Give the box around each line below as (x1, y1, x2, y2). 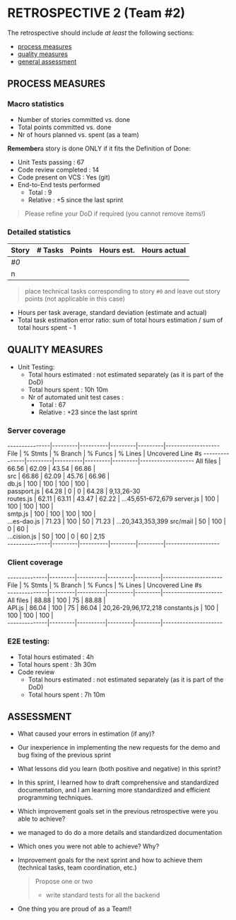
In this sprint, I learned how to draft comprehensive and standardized (17, 778, 219, 787)
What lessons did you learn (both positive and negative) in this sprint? (17, 765, 221, 773)
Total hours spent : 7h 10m (28, 690, 106, 699)
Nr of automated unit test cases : (28, 392, 124, 401)
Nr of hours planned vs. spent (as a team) (17, 130, 139, 139)
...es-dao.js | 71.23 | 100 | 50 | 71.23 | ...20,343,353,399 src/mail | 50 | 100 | (7, 517, 226, 526)
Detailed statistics (7, 227, 71, 237)
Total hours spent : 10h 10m (28, 385, 108, 394)
